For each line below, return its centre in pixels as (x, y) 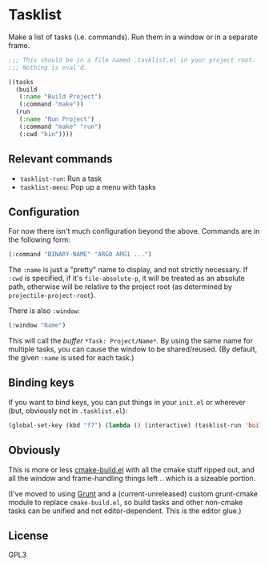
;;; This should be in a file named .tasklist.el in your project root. (132, 60)
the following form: (39, 240)
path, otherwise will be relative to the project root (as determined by (120, 287)
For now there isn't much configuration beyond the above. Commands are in (134, 231)
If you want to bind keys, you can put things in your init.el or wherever (127, 402)
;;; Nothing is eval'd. (48, 67)
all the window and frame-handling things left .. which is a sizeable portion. (132, 478)
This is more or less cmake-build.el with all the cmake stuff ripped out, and (131, 469)
